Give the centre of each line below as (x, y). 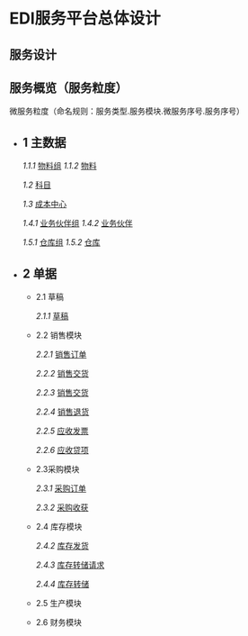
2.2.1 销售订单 (61, 354)
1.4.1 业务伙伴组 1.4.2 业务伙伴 (77, 223)
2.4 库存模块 (59, 527)
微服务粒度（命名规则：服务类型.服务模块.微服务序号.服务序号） (127, 111)
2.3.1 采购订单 (61, 488)
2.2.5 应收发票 (62, 431)
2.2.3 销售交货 (62, 393)
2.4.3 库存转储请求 (70, 565)
